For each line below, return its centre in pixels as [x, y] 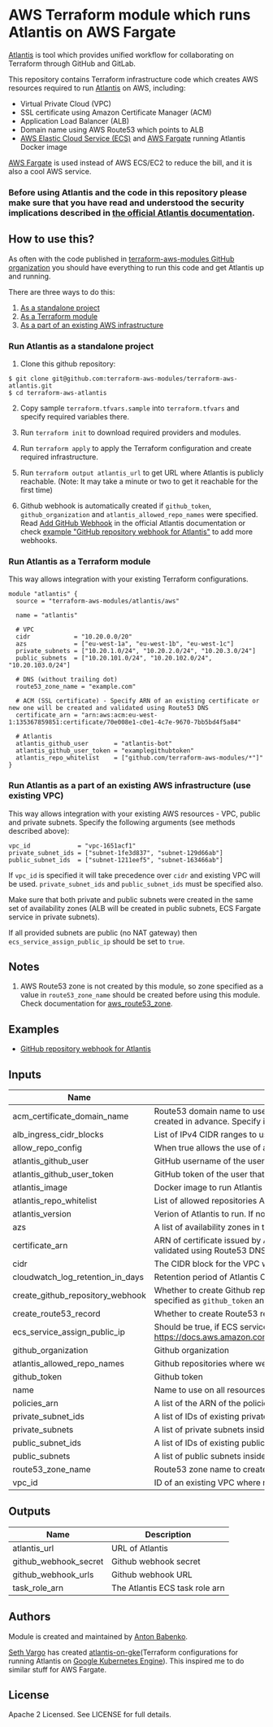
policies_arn [35, 1403]
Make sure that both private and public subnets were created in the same [131, 899]
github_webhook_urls [53, 1575]
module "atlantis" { [43, 594]
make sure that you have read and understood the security [127, 203]
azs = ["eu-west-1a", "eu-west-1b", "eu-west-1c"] [125, 644]
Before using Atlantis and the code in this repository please [128, 192]
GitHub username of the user [210, 1161]
